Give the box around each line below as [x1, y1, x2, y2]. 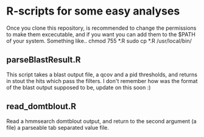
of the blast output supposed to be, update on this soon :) [6, 84, 151, 91]
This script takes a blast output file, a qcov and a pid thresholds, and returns [6, 71, 198, 78]
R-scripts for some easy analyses [6, 4, 180, 18]
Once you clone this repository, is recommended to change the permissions [6, 24, 197, 32]
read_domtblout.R [6, 101, 76, 112]
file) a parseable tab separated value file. [6, 124, 110, 131]
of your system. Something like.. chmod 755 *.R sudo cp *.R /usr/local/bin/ [6, 37, 192, 44]
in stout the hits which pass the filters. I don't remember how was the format [6, 77, 198, 84]
